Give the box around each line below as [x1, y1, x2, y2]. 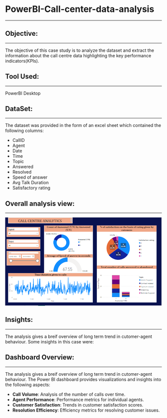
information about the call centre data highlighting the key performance [5, 52, 152, 58]
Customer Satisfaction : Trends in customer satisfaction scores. [12, 402, 144, 408]
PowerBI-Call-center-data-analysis [5, 3, 155, 15]
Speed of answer [12, 174, 48, 180]
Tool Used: [5, 72, 39, 81]
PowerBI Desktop [5, 90, 41, 96]
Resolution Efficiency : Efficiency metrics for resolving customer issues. [12, 407, 160, 413]
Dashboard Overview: [5, 353, 75, 362]
